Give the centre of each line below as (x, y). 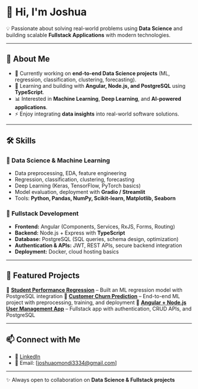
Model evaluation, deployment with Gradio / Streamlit (80, 192)
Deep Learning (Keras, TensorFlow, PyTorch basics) (77, 186)
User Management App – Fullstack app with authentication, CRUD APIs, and (99, 308)
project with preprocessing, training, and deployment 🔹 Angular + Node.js (96, 302)
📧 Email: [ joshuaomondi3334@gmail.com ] (66, 363)
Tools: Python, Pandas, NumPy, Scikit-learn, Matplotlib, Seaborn (95, 198)
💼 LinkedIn (27, 357)
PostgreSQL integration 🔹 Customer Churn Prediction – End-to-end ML (93, 296)
